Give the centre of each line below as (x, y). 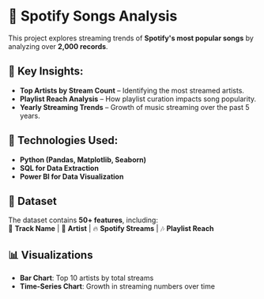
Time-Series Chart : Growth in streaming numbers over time (117, 286)
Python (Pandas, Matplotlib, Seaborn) (83, 159)
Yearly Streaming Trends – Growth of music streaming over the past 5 (135, 107)
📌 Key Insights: (46, 72)
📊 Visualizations (51, 255)
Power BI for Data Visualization (72, 176)
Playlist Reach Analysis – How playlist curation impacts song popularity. (138, 99)
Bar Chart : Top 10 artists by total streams (87, 278)
